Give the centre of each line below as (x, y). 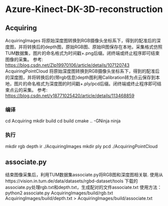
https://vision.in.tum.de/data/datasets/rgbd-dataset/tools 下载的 (72, 181)
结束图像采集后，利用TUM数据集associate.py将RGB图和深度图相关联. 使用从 (84, 175)
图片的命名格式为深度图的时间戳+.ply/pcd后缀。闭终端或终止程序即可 (86, 84)
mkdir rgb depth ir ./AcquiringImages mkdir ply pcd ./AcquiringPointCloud (81, 146)
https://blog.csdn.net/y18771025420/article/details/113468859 (70, 96)
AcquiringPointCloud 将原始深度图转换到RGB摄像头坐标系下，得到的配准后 (82, 71)
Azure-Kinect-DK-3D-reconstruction (84, 9)
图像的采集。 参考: (24, 59)
